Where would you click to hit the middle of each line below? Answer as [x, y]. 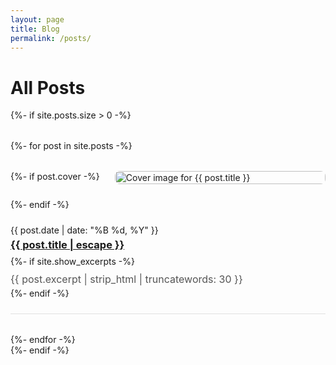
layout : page [37, 19]
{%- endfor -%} [43, 339]
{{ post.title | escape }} [67, 245]
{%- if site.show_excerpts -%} [72, 262]
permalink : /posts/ [51, 38]
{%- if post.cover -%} [55, 177]
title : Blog [35, 29]
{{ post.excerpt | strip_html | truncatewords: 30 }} [126, 279]
